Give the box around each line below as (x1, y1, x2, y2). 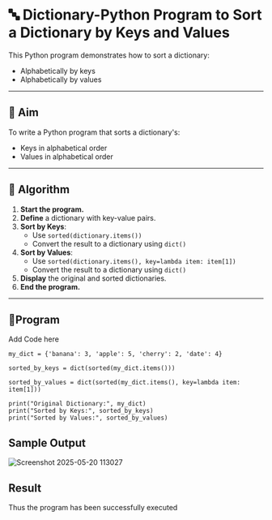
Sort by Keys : (19, 221, 67, 231)
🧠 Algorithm (8, 183, 70, 196)
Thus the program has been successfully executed (8, 503, 178, 512)
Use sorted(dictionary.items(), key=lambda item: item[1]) (32, 256, 236, 265)
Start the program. (19, 204, 84, 214)
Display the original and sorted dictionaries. (19, 273, 167, 283)
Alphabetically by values (19, 75, 102, 84)
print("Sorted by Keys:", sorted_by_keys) (8, 407, 154, 415)
